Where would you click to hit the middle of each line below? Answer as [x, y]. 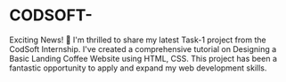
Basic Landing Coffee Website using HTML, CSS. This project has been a [143, 58]
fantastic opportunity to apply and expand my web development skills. [138, 68]
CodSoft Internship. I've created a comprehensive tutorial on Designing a [143, 48]
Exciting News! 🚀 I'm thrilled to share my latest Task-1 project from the [138, 40]
